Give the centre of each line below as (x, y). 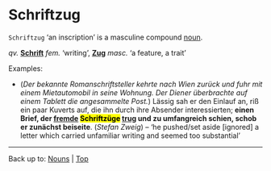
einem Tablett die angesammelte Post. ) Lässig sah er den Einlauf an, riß (140, 101)
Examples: (25, 68)
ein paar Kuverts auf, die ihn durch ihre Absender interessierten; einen (137, 110)
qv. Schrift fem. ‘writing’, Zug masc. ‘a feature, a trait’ (98, 52)
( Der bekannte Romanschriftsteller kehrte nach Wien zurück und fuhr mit (141, 84)
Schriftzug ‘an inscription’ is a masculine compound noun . (106, 37)
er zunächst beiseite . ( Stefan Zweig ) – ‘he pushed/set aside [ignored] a (140, 127)
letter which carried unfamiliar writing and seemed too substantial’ (130, 136)
